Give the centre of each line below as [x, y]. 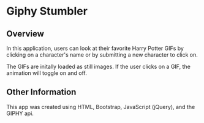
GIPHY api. [20, 113]
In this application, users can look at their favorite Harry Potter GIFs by [95, 48]
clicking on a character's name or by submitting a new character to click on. [102, 55]
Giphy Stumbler [47, 11]
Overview [25, 34]
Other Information [41, 92]
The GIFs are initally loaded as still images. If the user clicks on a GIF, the [99, 66]
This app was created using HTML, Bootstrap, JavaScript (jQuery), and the [101, 107]
